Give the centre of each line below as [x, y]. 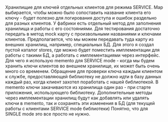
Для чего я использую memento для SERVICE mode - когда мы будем [80, 60]
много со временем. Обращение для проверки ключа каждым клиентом [84, 71]
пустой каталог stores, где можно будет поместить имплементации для [82, 50]
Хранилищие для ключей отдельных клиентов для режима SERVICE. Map [84, 7]
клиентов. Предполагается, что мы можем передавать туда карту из [79, 39]
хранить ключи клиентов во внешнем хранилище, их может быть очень [82, 66]
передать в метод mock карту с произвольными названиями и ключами [83, 34]
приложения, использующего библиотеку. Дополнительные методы [79, 93]
